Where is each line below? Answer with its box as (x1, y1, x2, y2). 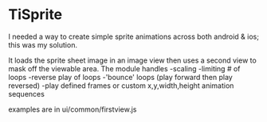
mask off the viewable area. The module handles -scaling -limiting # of (8, 63, 241, 73)
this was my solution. (8, 40, 78, 49)
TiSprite (8, 6, 63, 24)
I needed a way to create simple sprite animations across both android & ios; (8, 32, 259, 41)
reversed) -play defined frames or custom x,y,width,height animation (8, 81, 234, 90)
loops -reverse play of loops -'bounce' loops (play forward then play (8, 72, 233, 82)
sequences (8, 89, 45, 98)
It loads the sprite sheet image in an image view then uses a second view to (8, 55, 257, 65)
